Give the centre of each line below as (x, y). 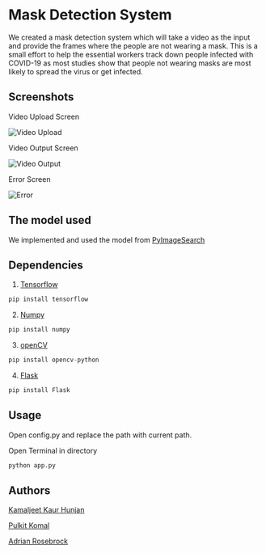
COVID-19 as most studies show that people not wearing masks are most (130, 63)
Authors (30, 490)
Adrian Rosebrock (38, 541)
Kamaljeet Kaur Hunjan (46, 510)
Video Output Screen (43, 148)
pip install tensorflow (49, 300)
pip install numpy (39, 330)
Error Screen (30, 179)
